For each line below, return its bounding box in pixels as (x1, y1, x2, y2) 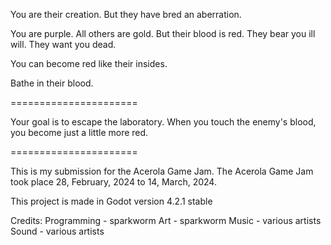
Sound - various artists (10, 225, 105, 237)
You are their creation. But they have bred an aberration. (10, 9, 242, 20)
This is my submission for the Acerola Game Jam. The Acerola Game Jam (10, 165, 314, 177)
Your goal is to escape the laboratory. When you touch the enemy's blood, (10, 116, 317, 128)
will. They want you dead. (10, 39, 117, 50)
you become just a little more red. (10, 127, 149, 138)
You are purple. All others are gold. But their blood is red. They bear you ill (10, 28, 316, 39)
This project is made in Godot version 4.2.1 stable (10, 195, 213, 207)
